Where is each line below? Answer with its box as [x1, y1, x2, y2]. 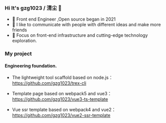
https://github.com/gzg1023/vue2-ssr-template [12, 112, 110, 118]
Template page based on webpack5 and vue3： [12, 91, 112, 97]
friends [12, 27, 27, 33]
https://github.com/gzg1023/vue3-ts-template [12, 96, 108, 102]
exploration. [12, 38, 37, 44]
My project [5, 50, 32, 57]
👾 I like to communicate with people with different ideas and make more [12, 22, 161, 28]
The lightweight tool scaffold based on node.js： [12, 75, 113, 81]
